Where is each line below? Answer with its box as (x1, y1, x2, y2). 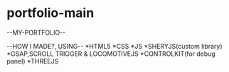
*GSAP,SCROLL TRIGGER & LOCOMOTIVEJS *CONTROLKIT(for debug (6, 49, 216, 58)
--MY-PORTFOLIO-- (6, 28, 66, 37)
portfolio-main (6, 5, 95, 21)
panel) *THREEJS (6, 56, 59, 65)
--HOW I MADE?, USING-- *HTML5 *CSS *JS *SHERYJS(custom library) (6, 42, 223, 50)
